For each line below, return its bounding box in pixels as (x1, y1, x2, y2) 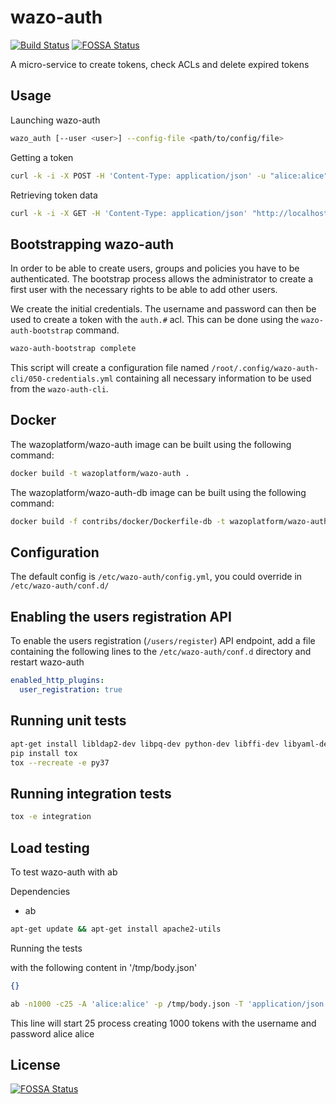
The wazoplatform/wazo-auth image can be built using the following (10, 438, 292, 450)
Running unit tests (10, 712, 127, 730)
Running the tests (10, 942, 83, 954)
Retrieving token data (10, 189, 98, 201)
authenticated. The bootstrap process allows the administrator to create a (10, 273, 314, 285)
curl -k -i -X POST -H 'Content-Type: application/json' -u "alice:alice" (10, 171, 329, 181)
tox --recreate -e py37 (10, 757, 110, 768)
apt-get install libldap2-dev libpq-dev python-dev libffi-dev (10, 739, 280, 749)
